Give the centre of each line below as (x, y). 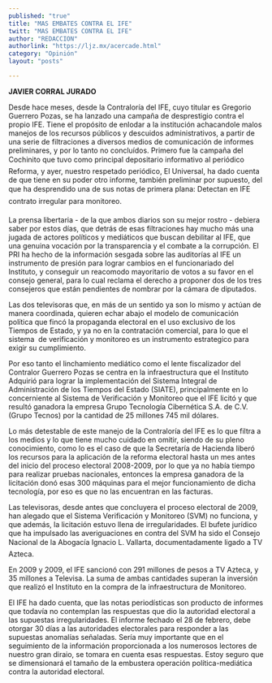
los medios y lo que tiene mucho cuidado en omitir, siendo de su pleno (127, 439)
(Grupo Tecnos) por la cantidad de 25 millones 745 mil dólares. (114, 415)
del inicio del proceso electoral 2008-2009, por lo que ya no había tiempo (132, 465)
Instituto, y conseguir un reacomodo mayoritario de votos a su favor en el (131, 271)
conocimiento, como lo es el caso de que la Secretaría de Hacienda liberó (132, 448)
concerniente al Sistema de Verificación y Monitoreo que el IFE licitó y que (133, 398)
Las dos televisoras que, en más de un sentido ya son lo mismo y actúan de (135, 305)
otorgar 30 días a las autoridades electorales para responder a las (119, 628)
